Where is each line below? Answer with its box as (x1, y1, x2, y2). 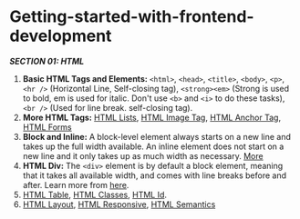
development (9, 25, 112, 46)
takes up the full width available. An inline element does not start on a (22, 141, 284, 152)
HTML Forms (22, 121, 72, 133)
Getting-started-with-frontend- (9, 6, 254, 27)
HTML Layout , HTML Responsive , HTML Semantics (22, 198, 216, 210)
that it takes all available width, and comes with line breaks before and (22, 170, 287, 181)
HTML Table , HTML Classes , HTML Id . (22, 189, 167, 200)
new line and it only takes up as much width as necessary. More (22, 150, 264, 161)
